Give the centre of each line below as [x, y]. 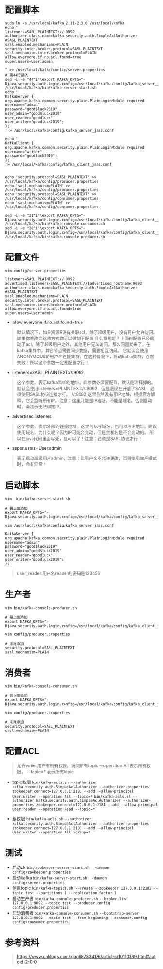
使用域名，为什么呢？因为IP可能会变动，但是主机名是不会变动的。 [83, 432]
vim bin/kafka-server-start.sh [38, 499]
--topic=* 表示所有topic [50, 772]
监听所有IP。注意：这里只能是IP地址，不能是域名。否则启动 [93, 400]
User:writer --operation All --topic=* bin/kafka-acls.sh [71, 796]
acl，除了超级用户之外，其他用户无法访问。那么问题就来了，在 [88, 344]
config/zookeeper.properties [41, 872]
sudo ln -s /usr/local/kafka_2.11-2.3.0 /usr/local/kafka [65, 23]
